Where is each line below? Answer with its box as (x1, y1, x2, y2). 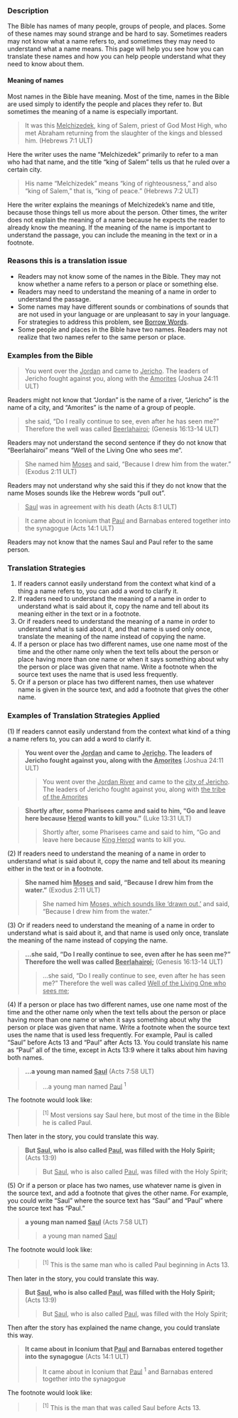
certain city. (7, 165, 43, 173)
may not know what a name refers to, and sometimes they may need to (7, 37, 215, 46)
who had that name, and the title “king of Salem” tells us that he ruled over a (7, 158, 230, 166)
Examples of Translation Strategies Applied (7, 711, 161, 721)
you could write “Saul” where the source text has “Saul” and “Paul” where (7, 1196, 224, 1205)
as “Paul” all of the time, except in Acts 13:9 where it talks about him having (7, 1045, 228, 1054)
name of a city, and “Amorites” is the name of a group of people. (7, 404, 196, 412)
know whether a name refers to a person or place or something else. (17, 279, 219, 288)
